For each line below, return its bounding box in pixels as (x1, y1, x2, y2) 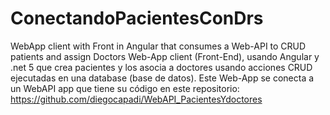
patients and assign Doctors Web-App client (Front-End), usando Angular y (10, 50, 320, 62)
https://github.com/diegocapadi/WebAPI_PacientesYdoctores (10, 93, 263, 105)
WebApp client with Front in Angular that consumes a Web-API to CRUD (10, 40, 307, 52)
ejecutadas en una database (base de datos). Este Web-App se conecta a (10, 72, 315, 84)
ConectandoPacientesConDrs (10, 7, 264, 30)
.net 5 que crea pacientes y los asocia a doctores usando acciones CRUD (10, 61, 313, 73)
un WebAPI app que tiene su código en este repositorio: (10, 82, 240, 94)
